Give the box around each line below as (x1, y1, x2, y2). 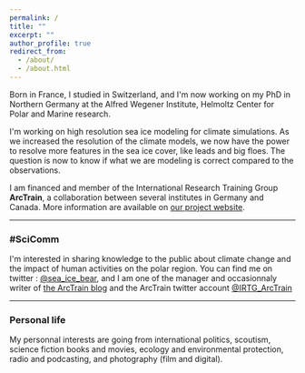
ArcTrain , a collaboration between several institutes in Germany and (9, 192, 265, 203)
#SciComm (9, 233, 60, 246)
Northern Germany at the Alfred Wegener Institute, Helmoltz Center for (9, 98, 275, 109)
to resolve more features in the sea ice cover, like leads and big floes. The (9, 145, 286, 156)
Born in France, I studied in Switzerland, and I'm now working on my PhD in (9, 88, 291, 100)
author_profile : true (9, 38, 92, 48)
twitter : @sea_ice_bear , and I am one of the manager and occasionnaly (9, 273, 278, 284)
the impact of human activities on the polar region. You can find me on (9, 263, 273, 274)
